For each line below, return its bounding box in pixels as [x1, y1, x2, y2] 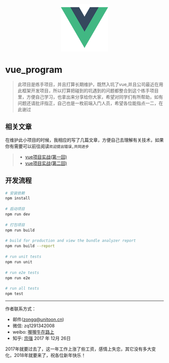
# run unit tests [5, 254, 42, 259]
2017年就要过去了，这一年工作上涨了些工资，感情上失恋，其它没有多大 [5, 346, 152, 352]
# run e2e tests [5, 270, 39, 275]
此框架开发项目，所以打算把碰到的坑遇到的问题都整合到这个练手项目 [17, 87, 159, 94]
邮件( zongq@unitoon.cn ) [12, 316, 64, 323]
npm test [5, 291, 24, 297]
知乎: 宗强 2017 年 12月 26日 [12, 335, 71, 341]
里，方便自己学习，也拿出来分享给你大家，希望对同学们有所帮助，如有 [17, 94, 163, 100]
